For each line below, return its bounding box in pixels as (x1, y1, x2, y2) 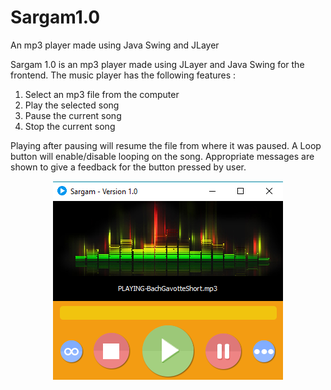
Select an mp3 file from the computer (24, 88, 180, 100)
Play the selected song (24, 99, 120, 111)
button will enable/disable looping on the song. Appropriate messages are (10, 150, 315, 162)
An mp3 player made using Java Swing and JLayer (10, 39, 220, 51)
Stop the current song (24, 120, 116, 132)
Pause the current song (24, 109, 122, 121)
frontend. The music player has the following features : (10, 69, 237, 81)
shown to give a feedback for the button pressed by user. (10, 161, 247, 173)
